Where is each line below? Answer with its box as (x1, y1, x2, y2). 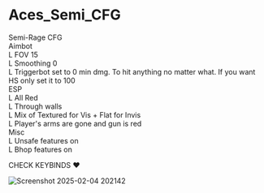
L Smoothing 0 (8, 58, 58, 68)
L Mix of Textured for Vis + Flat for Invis (8, 109, 141, 119)
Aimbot (8, 41, 32, 50)
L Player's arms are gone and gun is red (8, 118, 142, 128)
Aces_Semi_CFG (8, 6, 121, 24)
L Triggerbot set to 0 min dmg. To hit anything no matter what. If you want (8, 66, 256, 76)
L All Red (8, 92, 38, 102)
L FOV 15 (8, 49, 38, 59)
